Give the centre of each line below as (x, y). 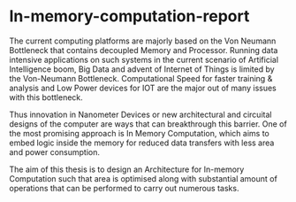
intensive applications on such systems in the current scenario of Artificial (144, 59)
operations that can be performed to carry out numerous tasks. (124, 188)
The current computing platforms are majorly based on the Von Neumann (143, 41)
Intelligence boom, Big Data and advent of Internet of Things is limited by (142, 69)
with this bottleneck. (46, 97)
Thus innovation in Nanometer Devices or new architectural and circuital (140, 114)
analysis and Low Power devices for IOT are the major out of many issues (143, 88)
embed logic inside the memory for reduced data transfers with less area (142, 143)
